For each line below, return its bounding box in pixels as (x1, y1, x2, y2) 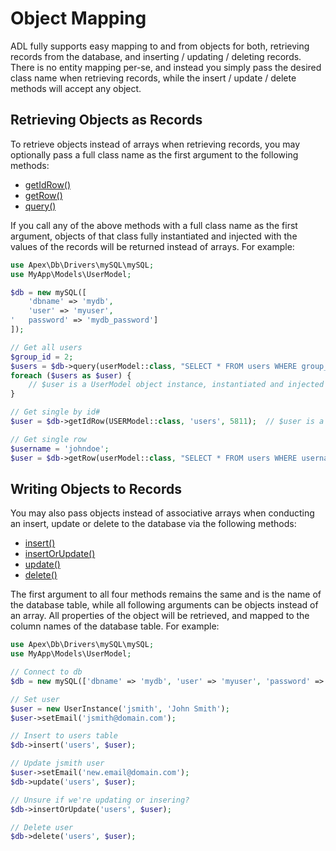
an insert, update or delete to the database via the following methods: (10, 518, 297, 530)
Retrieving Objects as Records (10, 112, 203, 129)
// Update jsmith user (10, 758, 105, 769)
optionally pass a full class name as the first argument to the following (10, 148, 299, 161)
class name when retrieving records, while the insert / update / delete (10, 72, 297, 84)
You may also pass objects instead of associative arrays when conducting (10, 507, 315, 519)
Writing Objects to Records (10, 480, 183, 497)
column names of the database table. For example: (10, 620, 220, 632)
